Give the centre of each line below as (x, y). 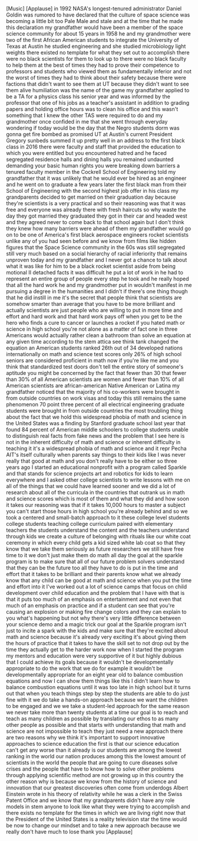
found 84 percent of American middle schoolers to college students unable (97, 429)
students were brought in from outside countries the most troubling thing (95, 411)
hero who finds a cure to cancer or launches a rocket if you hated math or (96, 323)
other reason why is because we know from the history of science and (92, 781)
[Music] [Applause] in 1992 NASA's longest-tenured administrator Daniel (94, 9)
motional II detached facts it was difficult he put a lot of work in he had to (95, 272)
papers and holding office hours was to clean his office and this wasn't (92, 109)
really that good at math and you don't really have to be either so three (92, 461)
